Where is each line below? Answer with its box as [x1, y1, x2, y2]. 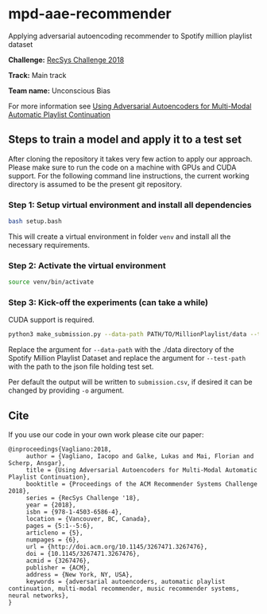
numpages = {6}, [25, 536, 80, 544]
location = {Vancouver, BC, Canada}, [25, 515, 151, 523]
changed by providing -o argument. [8, 385, 125, 395]
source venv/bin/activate [8, 278, 94, 287]
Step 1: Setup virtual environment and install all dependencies [8, 199, 252, 210]
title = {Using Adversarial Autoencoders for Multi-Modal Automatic [25, 467, 258, 475]
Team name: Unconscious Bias [8, 85, 111, 96]
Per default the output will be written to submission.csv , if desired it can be [8, 377, 253, 387]
